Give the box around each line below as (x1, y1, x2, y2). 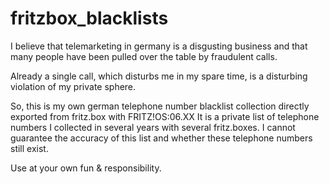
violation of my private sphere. (10, 80, 137, 92)
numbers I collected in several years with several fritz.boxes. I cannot (10, 121, 296, 133)
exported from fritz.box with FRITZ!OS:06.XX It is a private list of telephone (10, 110, 320, 122)
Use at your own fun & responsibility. (10, 162, 162, 174)
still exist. (10, 142, 49, 154)
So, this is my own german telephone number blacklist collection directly (10, 100, 310, 112)
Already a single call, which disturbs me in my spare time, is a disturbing (10, 70, 308, 82)
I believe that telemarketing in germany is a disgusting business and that (10, 40, 308, 52)
